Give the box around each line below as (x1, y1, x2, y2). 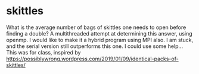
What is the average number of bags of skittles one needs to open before (6, 24, 186, 31)
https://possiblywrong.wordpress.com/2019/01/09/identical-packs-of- (6, 55, 179, 62)
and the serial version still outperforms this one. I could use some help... (6, 43, 184, 50)
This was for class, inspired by (6, 49, 81, 56)
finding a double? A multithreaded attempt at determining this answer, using (6, 30, 192, 37)
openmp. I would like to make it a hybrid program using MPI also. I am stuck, (6, 36, 194, 43)
